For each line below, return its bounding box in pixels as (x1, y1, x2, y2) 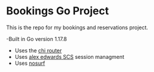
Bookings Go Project (6, 4, 109, 18)
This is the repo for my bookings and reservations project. (6, 24, 149, 31)
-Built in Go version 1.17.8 (6, 35, 67, 42)
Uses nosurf (14, 60, 46, 67)
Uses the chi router (14, 46, 62, 54)
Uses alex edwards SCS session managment (14, 53, 125, 60)
